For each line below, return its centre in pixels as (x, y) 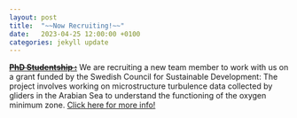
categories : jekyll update (59, 42)
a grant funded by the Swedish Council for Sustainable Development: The (144, 77)
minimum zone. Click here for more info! (82, 105)
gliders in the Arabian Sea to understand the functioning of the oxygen (138, 96)
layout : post (33, 17)
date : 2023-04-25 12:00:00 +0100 (75, 34)
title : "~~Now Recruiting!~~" (67, 26)
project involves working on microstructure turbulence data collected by (141, 86)
